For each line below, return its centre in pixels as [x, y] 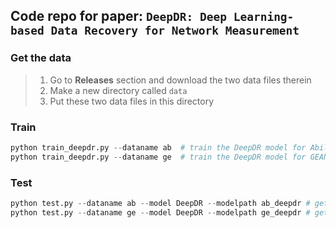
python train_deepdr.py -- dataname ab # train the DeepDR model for [158, 147]
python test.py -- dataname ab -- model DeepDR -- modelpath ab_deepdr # [160, 204]
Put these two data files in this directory [132, 101]
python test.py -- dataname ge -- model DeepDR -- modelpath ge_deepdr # [160, 212]
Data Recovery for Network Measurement [175, 31]
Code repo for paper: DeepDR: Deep [118, 16]
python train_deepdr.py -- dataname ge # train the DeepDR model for [158, 157]
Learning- [264, 17]
